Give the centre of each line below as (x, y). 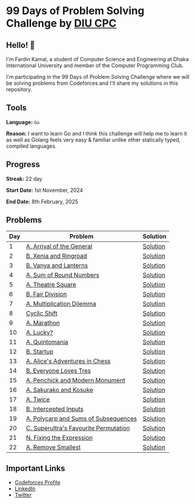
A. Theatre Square (51, 285)
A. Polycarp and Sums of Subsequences (81, 419)
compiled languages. (31, 146)
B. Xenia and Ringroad (56, 256)
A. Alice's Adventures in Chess (68, 362)
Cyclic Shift (42, 313)
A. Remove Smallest (53, 447)
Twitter (23, 495)
